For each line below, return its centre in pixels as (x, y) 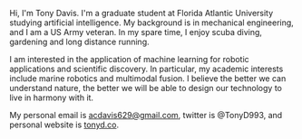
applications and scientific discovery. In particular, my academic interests (146, 69)
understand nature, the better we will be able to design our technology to (146, 88)
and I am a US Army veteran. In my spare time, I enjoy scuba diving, (136, 32)
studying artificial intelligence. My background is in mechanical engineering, (152, 23)
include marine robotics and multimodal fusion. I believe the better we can (148, 79)
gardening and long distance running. (79, 42)
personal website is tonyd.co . (64, 125)
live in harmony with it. (51, 97)
